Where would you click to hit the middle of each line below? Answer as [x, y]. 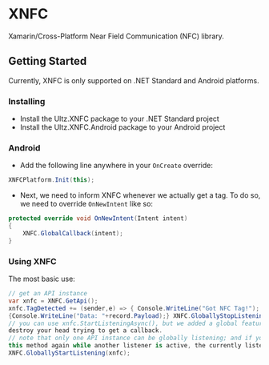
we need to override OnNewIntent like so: [86, 204]
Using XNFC [33, 261]
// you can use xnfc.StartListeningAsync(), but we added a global [123, 323]
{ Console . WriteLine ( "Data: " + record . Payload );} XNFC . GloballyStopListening [137, 316]
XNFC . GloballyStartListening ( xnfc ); [69, 353]
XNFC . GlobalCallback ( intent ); [73, 233]
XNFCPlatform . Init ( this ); [51, 180]
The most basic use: [42, 279]
